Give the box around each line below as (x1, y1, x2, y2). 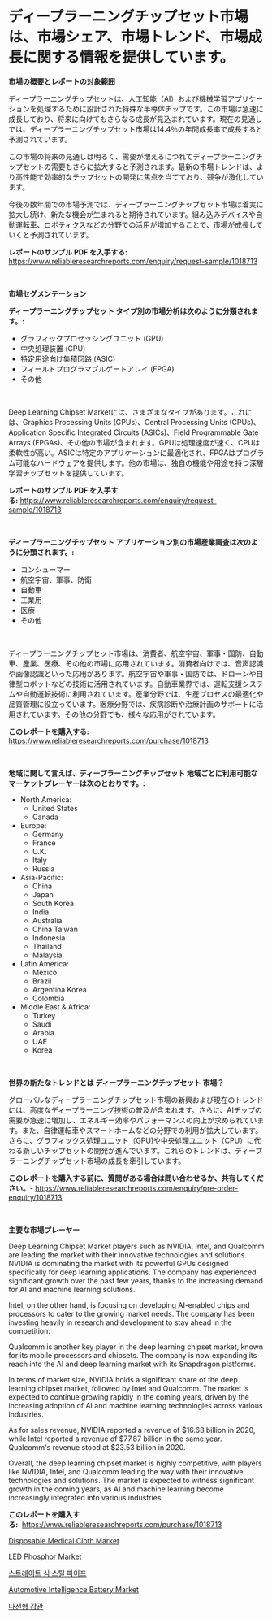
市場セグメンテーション (8, 289, 87, 298)
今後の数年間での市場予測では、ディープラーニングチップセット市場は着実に (8, 199, 264, 209)
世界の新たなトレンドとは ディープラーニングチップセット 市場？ (8, 1078, 225, 1087)
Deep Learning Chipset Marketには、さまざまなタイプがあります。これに (8, 407, 253, 417)
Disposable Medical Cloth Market (8, 1535, 120, 1545)
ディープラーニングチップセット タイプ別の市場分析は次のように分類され (8, 306, 252, 315)
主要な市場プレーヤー (8, 1225, 80, 1235)
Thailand (32, 941, 63, 951)
